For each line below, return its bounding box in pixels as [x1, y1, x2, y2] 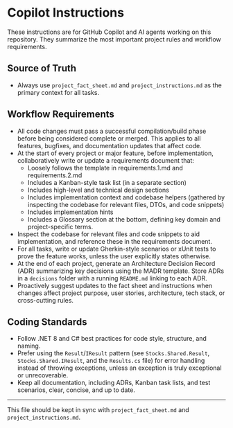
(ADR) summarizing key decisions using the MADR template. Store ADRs [17, 267, 225, 275]
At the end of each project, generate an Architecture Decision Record [17, 259, 216, 267]
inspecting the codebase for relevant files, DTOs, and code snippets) [27, 200, 225, 208]
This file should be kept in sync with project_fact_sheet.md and [7, 406, 189, 414]
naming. [17, 341, 41, 350]
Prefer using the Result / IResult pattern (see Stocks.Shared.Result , [17, 349, 210, 357]
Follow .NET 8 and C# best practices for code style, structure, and [17, 335, 207, 343]
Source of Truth [7, 62, 77, 74]
